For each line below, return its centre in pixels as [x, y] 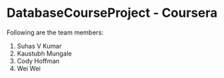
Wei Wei [29, 68]
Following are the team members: [55, 32]
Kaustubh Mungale [44, 53]
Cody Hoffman [38, 60]
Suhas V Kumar [39, 46]
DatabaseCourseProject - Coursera [112, 13]
